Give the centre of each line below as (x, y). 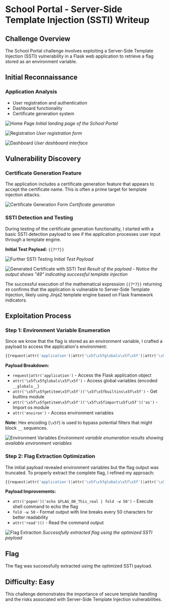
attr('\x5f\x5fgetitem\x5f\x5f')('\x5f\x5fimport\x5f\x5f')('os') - (85, 402)
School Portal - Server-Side (64, 9)
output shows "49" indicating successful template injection (67, 274)
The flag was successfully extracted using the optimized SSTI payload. (79, 566)
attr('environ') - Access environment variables (63, 413)
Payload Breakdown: (27, 366)
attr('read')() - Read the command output (58, 523)
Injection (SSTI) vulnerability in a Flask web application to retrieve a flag (79, 56)
